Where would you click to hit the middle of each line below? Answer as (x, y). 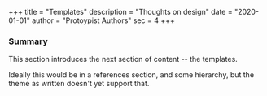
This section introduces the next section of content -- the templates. (123, 59)
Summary (28, 41)
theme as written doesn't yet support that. (79, 84)
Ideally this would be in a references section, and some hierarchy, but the (131, 75)
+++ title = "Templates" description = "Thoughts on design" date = (121, 12)
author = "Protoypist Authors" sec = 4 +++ (103, 20)
